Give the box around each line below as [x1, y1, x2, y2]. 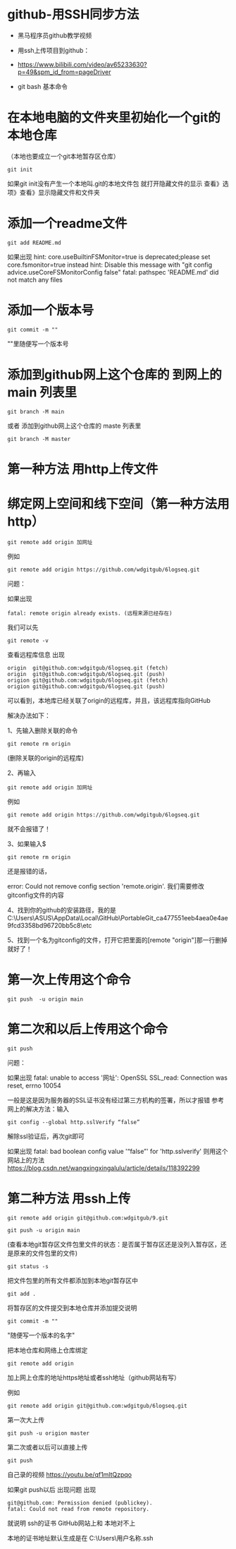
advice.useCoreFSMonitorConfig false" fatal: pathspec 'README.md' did [7, 267, 219, 276]
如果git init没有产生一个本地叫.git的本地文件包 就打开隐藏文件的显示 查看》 [7, 179, 223, 188]
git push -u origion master [7, 1430, 90, 1437]
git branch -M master [7, 435, 71, 442]
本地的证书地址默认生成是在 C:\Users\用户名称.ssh [7, 1533, 154, 1542]
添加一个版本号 [7, 303, 94, 318]
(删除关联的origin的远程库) [7, 753, 85, 762]
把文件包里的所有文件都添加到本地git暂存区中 [7, 1276, 139, 1284]
